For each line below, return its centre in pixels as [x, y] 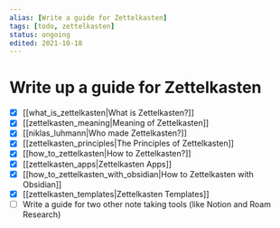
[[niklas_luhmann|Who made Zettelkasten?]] [105, 133]
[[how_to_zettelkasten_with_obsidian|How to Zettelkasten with [138, 174]
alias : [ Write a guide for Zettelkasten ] [89, 18]
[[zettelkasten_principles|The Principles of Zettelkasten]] [128, 143]
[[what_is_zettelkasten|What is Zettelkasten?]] [108, 113]
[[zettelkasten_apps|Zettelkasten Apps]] [97, 164]
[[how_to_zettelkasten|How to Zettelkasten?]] [107, 154]
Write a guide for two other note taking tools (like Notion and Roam [146, 204]
